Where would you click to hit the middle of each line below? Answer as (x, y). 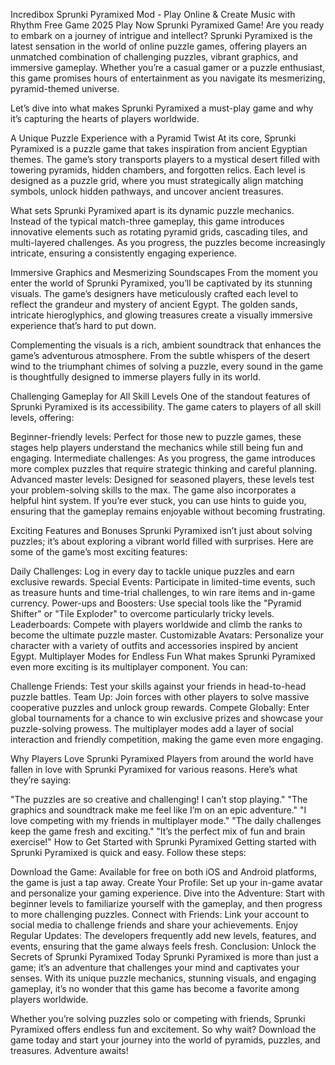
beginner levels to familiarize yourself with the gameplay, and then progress (166, 903)
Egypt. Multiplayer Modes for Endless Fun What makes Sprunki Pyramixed (163, 656)
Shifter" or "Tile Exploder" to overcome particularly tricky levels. (142, 613)
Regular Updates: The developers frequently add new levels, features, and (163, 935)
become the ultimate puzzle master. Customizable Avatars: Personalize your (167, 635)
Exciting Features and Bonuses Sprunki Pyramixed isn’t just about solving (161, 530)
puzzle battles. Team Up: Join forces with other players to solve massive (160, 697)
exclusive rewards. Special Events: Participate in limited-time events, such (163, 582)
